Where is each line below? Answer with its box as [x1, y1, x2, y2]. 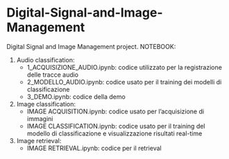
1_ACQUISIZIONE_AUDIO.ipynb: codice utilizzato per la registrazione [26, 63, 223, 71]
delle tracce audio [26, 71, 79, 79]
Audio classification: [16, 55, 75, 64]
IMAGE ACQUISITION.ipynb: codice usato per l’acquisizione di [26, 107, 205, 115]
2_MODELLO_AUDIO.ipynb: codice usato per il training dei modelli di [26, 77, 222, 86]
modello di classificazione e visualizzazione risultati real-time [26, 129, 203, 138]
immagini [26, 114, 53, 122]
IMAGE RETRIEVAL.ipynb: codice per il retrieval [26, 144, 162, 152]
